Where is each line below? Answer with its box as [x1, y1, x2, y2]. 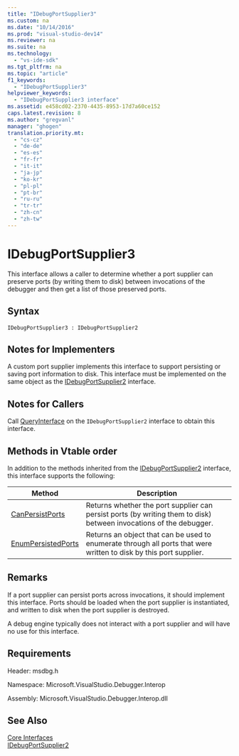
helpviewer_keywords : [7, 90, 72, 97]
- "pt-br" [14, 189, 43, 196]
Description [137, 488, 178, 498]
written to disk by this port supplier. [85, 547, 204, 557]
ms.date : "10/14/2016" [7, 23, 75, 31]
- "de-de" [14, 143, 43, 150]
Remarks [7, 572, 48, 584]
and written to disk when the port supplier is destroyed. [7, 605, 169, 614]
